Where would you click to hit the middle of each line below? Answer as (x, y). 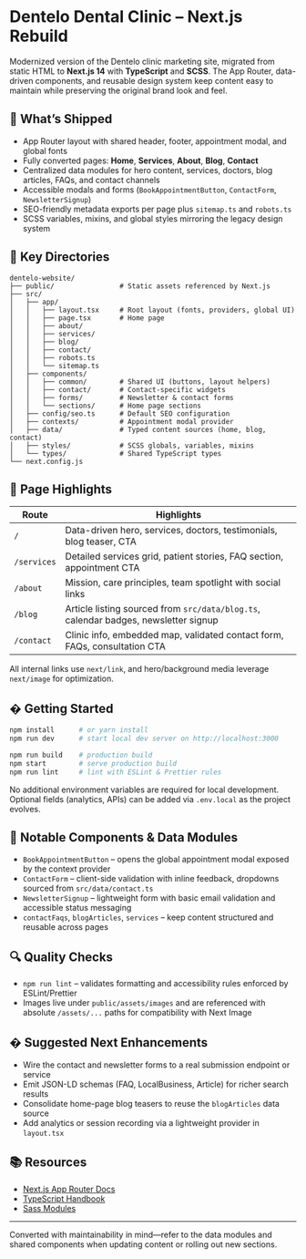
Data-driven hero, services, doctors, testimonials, (171, 531)
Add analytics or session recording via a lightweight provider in (141, 1123)
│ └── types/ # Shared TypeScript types (116, 453)
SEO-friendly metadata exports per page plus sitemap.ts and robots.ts (157, 209)
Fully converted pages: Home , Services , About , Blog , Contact (140, 160)
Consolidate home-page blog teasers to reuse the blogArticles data (151, 1104)
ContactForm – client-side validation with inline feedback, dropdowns (151, 879)
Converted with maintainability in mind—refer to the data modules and (141, 1234)
